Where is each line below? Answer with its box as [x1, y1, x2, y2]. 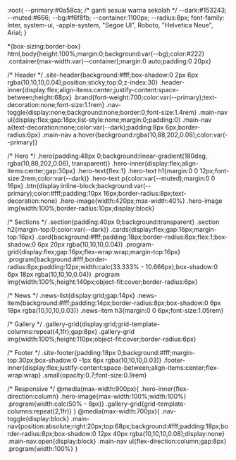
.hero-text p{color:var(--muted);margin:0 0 [90, 174, 216, 182]
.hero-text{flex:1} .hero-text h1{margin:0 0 [77, 167, 199, 175]
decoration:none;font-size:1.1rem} [7, 101, 105, 108]
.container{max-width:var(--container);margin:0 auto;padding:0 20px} [7, 57, 211, 66]
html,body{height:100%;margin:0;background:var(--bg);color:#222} [7, 49, 205, 58]
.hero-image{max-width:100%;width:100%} [60, 392, 187, 400]
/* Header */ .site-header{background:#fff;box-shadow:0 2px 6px [7, 70, 199, 79]
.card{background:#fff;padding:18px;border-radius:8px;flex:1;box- [36, 232, 228, 241]
